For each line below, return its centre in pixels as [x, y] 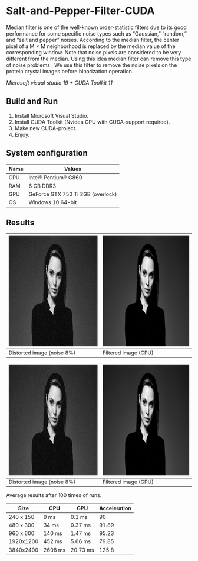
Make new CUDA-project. [46, 128]
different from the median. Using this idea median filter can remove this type [99, 59]
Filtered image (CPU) [128, 353]
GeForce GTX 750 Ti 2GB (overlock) [73, 194]
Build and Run [32, 101]
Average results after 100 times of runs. [54, 495]
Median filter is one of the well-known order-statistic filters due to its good [96, 27]
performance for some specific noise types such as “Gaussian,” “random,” [96, 33]
